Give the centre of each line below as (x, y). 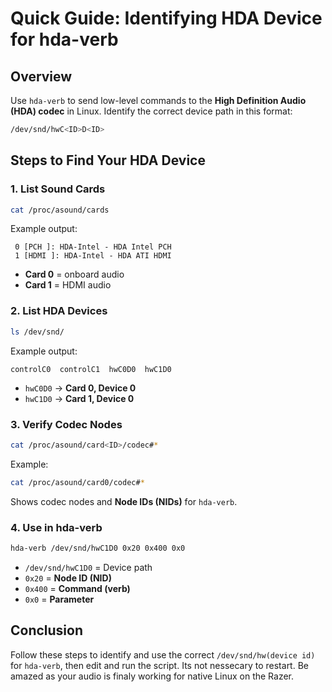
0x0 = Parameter (59, 599)
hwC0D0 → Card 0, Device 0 (80, 388)
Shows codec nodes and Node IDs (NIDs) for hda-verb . (124, 501)
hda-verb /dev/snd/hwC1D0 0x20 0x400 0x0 (98, 548)
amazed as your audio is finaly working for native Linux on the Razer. (152, 676)
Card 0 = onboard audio (74, 274)
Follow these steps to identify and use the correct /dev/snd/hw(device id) (163, 654)
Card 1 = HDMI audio (68, 285)
